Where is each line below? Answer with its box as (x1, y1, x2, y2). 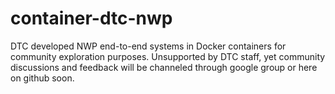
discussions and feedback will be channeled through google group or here (10, 61, 318, 73)
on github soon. (10, 72, 75, 84)
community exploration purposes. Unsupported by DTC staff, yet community (10, 50, 326, 62)
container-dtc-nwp (10, 7, 173, 30)
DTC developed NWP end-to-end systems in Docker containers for (10, 40, 287, 52)
